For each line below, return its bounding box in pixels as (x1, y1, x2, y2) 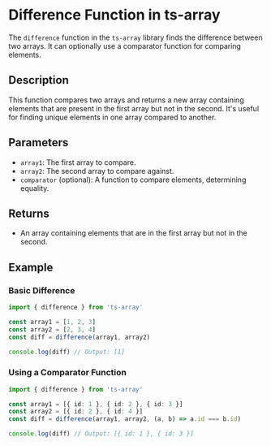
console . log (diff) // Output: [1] (8, 348, 126, 356)
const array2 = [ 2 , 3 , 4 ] (8, 325, 96, 334)
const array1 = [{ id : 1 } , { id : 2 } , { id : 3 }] (8, 400, 183, 408)
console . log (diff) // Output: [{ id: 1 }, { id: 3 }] (8, 430, 195, 438)
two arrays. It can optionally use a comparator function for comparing (8, 41, 242, 50)
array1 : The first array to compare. (19, 157, 136, 167)
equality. (19, 183, 49, 193)
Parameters (8, 136, 69, 149)
